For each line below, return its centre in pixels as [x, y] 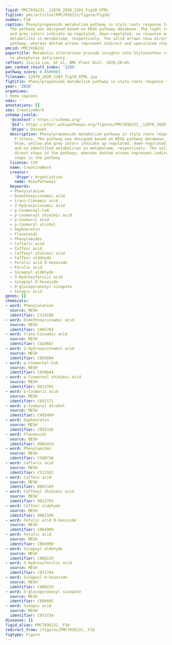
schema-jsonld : [21, 115]
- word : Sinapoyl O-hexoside [36, 577]
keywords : [20, 187]
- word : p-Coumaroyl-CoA [32, 363]
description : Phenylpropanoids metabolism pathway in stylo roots [82, 134]
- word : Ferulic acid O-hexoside [41, 520]
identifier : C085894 [32, 358]
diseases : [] [19, 620]
